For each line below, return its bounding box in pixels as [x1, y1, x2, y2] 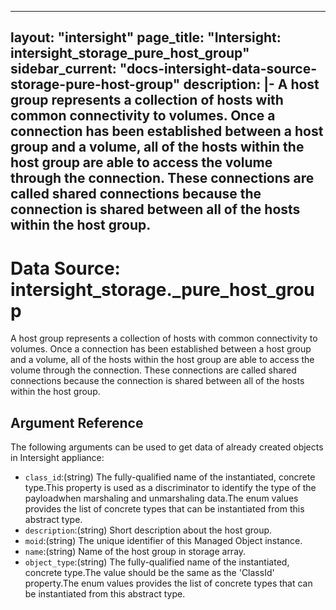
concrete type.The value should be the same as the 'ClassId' [24, 567, 275, 579]
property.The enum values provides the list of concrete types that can [24, 577, 313, 590]
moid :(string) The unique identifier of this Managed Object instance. [24, 535, 303, 547]
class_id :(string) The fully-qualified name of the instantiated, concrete [24, 471, 316, 483]
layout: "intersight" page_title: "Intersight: [10, 29, 282, 46]
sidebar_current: [10, 61, 117, 78]
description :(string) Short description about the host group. [24, 524, 273, 536]
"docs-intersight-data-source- [119, 61, 317, 78]
